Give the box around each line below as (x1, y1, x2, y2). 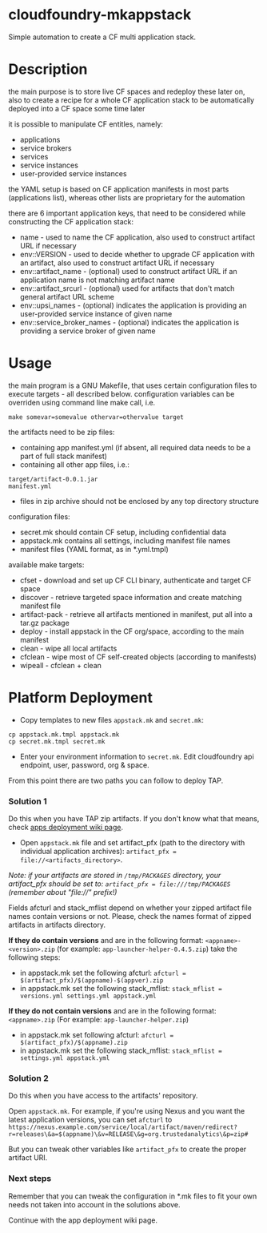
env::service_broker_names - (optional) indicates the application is (19, 317, 240, 327)
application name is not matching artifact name (19, 275, 175, 284)
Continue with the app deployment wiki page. (8, 1215, 158, 1225)
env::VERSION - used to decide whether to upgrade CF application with (19, 249, 256, 259)
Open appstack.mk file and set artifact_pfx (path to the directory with (19, 838, 245, 848)
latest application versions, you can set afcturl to (8, 1115, 173, 1125)
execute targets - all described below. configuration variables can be (8, 389, 235, 398)
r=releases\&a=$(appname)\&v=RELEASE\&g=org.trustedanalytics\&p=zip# (8, 1130, 249, 1138)
